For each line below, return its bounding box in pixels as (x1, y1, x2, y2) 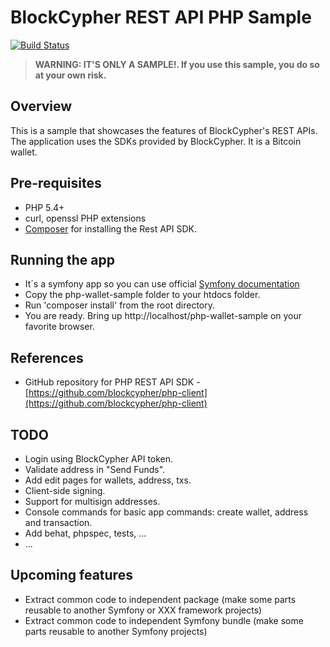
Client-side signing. (24, 485, 106, 496)
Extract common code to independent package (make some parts (24, 593, 297, 605)
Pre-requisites (10, 175, 102, 192)
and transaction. (24, 517, 93, 528)
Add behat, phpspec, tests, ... (24, 527, 147, 539)
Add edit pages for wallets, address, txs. (24, 474, 192, 486)
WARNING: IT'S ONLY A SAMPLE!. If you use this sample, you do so (34, 58, 320, 70)
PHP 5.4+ (24, 201, 65, 213)
